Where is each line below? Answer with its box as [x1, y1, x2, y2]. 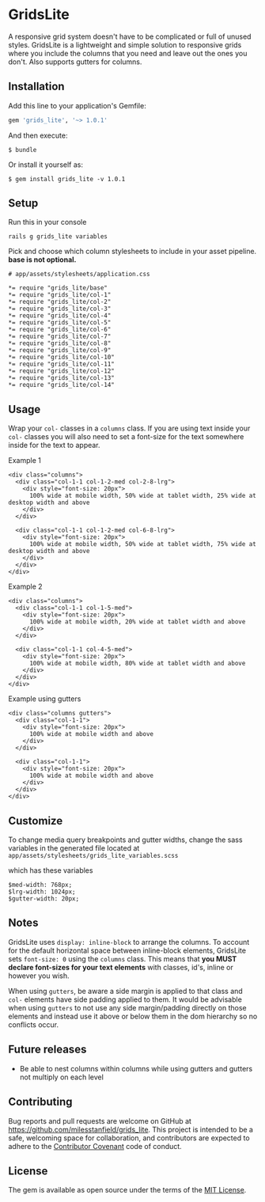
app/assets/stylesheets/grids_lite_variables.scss [8, 852, 179, 860]
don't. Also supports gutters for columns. [8, 57, 142, 66]
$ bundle [8, 146, 37, 154]
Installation [8, 80, 65, 93]
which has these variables [8, 866, 93, 875]
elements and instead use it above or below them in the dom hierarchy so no [8, 1011, 258, 1021]
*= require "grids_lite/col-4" [8, 312, 112, 320]
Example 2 [8, 582, 43, 591]
